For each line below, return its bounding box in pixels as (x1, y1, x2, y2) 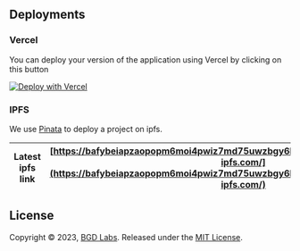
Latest (13, 150, 42, 163)
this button (9, 63, 49, 74)
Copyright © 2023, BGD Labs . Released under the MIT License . (9, 231, 244, 242)
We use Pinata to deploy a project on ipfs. (9, 123, 163, 134)
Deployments (9, 7, 86, 22)
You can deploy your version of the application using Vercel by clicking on (9, 54, 282, 65)
